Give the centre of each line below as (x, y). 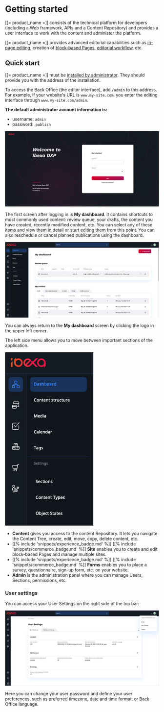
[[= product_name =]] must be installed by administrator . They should (75, 75)
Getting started (37, 9)
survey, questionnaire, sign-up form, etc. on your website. (71, 570)
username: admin (29, 119)
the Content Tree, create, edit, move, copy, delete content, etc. (75, 539)
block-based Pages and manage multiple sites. (59, 554)
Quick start (22, 63)
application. (17, 345)
